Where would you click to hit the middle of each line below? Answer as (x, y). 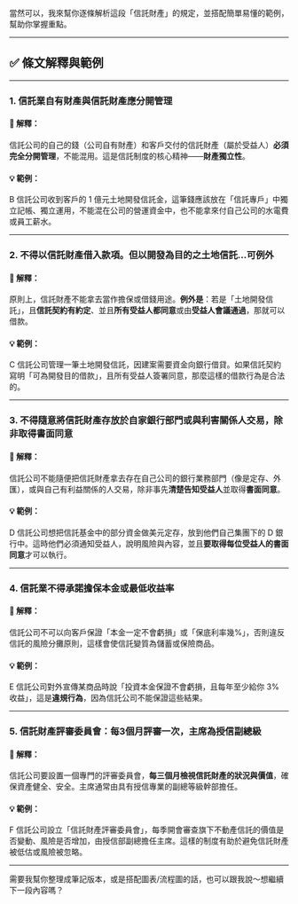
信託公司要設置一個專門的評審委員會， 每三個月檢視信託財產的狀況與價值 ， (145, 775)
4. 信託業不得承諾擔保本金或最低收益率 (92, 588)
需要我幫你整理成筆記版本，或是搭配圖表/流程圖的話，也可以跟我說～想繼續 (147, 879)
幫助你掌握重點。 (40, 24)
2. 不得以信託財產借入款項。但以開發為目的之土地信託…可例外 (142, 255)
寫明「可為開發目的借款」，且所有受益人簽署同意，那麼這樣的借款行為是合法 (147, 376)
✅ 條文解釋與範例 (56, 63)
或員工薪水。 (32, 222)
